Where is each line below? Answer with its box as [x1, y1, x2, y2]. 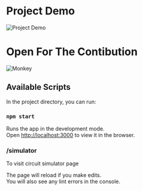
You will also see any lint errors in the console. [6, 178, 121, 185]
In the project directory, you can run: [6, 98, 96, 105]
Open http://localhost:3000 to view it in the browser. [6, 131, 135, 138]
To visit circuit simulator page [6, 160, 79, 167]
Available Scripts [6, 82, 71, 92]
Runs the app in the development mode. [6, 125, 105, 132]
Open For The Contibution [6, 45, 138, 59]
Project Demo [6, 4, 75, 18]
